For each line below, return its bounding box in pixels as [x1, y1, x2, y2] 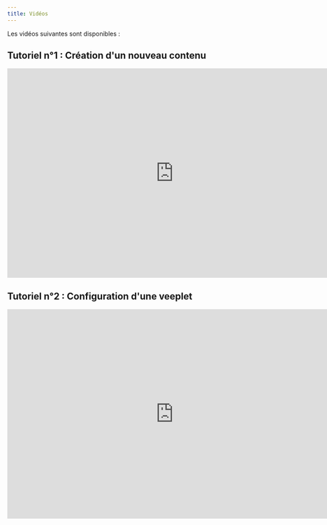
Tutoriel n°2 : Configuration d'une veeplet [7, 290, 193, 302]
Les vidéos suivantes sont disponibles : [7, 29, 121, 38]
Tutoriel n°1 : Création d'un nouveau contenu [7, 50, 207, 61]
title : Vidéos [7, 10, 49, 17]
